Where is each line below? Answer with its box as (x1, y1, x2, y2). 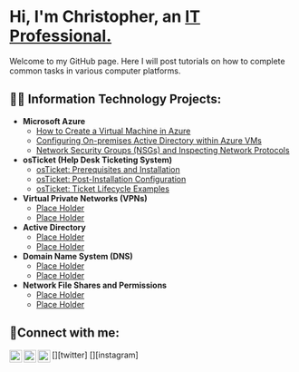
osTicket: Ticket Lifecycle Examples (35, 183, 170, 194)
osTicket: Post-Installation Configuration (35, 173, 187, 184)
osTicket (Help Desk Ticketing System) (22, 154, 173, 165)
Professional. (9, 25, 112, 46)
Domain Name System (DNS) (22, 250, 133, 261)
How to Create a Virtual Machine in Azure (35, 125, 191, 136)
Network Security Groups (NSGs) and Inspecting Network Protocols (35, 144, 290, 155)
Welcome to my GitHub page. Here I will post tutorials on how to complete (9, 55, 285, 66)
